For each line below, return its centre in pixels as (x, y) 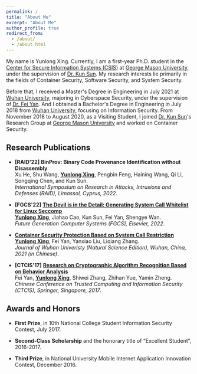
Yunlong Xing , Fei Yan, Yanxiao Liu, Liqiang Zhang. (77, 241)
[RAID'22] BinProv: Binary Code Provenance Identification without (98, 162)
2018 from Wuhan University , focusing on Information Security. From (89, 110)
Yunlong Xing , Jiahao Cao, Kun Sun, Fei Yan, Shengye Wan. (88, 217)
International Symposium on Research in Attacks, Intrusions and (93, 187)
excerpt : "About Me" (32, 22)
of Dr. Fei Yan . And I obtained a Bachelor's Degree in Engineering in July (94, 104)
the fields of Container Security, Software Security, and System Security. (94, 80)
